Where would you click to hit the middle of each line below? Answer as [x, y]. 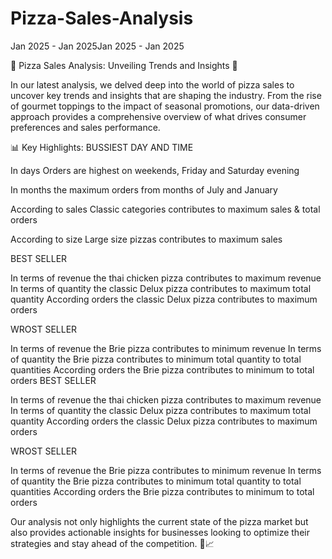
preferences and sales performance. [85, 127]
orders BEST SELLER [53, 380]
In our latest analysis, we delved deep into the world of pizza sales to [152, 84]
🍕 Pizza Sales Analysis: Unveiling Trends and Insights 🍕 [124, 65]
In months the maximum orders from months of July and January [144, 189]
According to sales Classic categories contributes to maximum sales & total [165, 209]
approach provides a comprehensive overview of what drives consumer [158, 116]
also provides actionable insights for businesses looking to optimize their [160, 532]
